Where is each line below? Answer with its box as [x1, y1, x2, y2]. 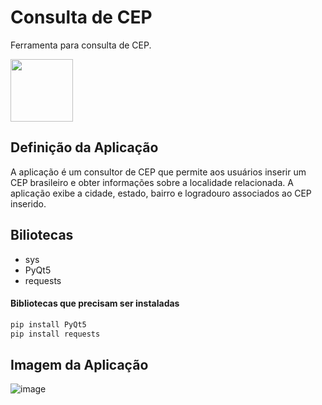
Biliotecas [10, 227, 74, 244]
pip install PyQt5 [10, 319, 87, 330]
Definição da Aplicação [10, 139, 159, 156]
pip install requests [10, 329, 101, 339]
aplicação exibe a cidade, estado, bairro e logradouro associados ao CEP [10, 187, 312, 199]
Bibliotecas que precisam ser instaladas [10, 297, 180, 310]
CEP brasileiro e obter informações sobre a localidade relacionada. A [10, 176, 294, 188]
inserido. [10, 197, 47, 210]
